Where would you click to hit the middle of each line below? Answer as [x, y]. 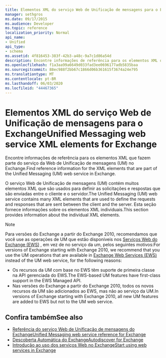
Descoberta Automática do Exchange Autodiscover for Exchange [78, 340]
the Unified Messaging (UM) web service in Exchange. [61, 174]
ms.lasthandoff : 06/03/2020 [34, 83]
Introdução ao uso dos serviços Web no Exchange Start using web [80, 345]
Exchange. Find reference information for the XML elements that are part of [81, 169]
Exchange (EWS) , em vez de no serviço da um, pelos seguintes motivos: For [83, 245]
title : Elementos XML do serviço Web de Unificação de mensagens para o [82, 10]
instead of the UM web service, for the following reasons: [63, 260]
